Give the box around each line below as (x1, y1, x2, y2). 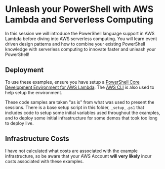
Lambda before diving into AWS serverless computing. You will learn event (5, 36, 157, 42)
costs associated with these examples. (5, 158, 84, 164)
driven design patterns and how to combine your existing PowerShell (5, 41, 146, 47)
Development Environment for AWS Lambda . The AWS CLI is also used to (5, 84, 155, 90)
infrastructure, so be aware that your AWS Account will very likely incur (5, 153, 152, 159)
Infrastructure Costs (5, 135, 69, 143)
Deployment (5, 66, 44, 74)
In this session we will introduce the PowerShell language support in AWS (5, 30, 155, 36)
